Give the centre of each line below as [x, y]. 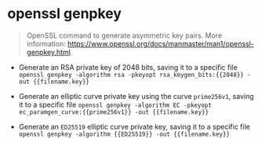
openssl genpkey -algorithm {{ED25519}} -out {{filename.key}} [124, 134]
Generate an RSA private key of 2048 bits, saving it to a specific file [128, 67]
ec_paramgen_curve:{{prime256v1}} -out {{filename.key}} [114, 112]
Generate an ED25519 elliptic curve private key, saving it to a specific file [134, 126]
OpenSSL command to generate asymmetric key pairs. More [124, 35]
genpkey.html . [49, 52]
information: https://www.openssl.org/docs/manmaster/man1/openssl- [140, 43]
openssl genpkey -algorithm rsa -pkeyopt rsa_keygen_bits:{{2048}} [131, 75]
